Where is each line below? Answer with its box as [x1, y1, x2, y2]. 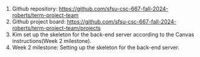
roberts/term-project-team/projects [12, 24, 101, 32]
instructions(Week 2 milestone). [12, 38, 92, 44]
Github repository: [12, 5, 58, 12]
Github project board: [12, 18, 65, 25]
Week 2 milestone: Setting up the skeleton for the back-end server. [12, 44, 180, 51]
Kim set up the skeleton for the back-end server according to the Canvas [12, 31, 195, 38]
